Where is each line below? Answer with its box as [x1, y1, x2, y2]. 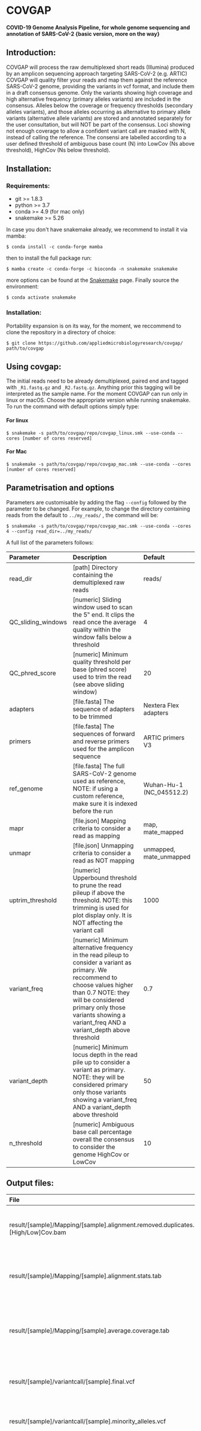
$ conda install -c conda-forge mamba [6, 244, 103, 250]
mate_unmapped [143, 852, 191, 861]
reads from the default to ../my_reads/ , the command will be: [6, 511, 159, 519]
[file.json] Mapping [72, 816, 126, 825]
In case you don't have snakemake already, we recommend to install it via [6, 226, 188, 233]
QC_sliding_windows [9, 618, 68, 626]
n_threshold [9, 1139, 42, 1147]
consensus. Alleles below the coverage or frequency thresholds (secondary [6, 101, 193, 109]
